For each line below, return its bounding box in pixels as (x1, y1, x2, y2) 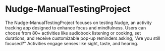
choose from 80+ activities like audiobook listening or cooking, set (5, 30, 141, 36)
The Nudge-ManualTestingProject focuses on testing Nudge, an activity (5, 20, 152, 25)
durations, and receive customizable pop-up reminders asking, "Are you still (5, 35, 160, 41)
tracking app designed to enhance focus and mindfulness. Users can (5, 25, 146, 30)
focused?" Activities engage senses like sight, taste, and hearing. (5, 40, 139, 46)
